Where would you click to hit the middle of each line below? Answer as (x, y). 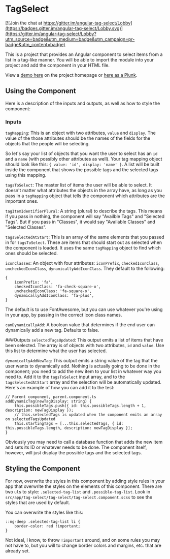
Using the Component (41, 91)
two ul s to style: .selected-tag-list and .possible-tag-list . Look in (78, 491)
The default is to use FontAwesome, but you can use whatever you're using (84, 309)
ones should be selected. (32, 253)
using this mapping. (26, 175)
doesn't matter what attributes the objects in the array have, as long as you (84, 191)
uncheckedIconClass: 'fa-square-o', (53, 291)
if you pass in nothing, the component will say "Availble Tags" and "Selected (85, 216)
